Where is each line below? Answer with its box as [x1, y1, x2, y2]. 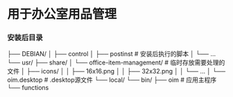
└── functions [7, 84, 49, 92]
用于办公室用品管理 [7, 6, 117, 22]
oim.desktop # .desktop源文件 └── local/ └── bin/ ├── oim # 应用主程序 [7, 76, 217, 84]
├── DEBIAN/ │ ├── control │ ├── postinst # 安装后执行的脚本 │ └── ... [7, 50, 216, 58]
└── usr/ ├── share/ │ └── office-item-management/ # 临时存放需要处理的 [7, 58, 225, 67]
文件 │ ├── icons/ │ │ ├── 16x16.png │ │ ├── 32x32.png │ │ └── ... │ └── [7, 67, 226, 76]
